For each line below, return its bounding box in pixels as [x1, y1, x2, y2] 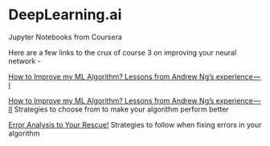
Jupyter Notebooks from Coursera [8, 32, 123, 42]
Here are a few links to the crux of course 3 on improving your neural [8, 47, 237, 57]
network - [8, 56, 42, 66]
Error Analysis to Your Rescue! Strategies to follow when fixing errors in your [8, 120, 262, 129]
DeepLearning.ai [8, 6, 122, 24]
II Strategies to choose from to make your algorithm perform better [8, 104, 229, 114]
